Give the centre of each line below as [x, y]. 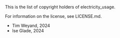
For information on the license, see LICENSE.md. [53, 16]
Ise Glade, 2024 [28, 31]
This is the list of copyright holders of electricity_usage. [60, 7]
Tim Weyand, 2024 [31, 25]
